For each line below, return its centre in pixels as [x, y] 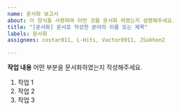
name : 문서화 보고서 [33, 14]
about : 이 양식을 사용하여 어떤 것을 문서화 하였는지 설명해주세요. [91, 21]
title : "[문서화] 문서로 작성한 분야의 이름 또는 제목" [77, 27]
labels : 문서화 [27, 34]
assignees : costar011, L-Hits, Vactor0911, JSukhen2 [86, 40]
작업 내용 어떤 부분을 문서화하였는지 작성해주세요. [75, 67]
